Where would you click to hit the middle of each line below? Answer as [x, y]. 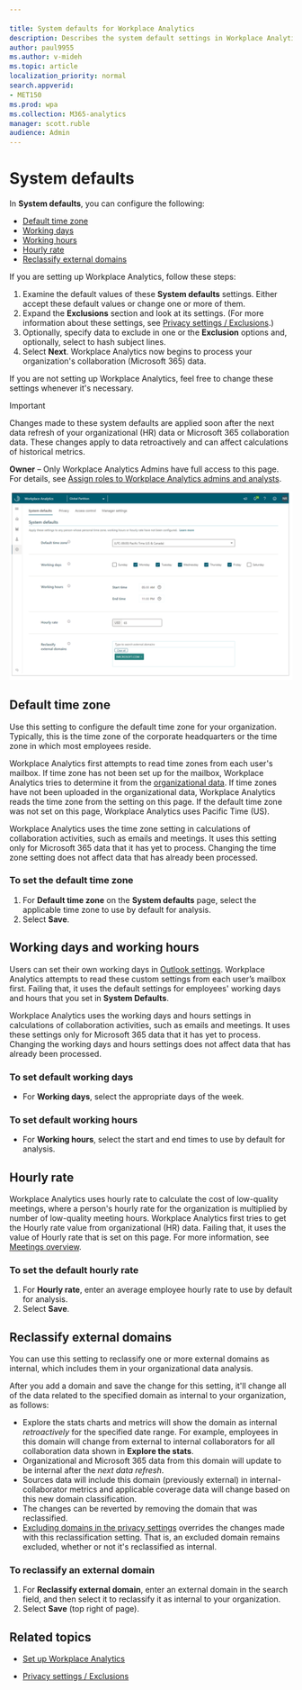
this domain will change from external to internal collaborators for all [149, 1441]
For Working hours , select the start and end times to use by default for [154, 1140]
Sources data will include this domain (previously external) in [135, 1480]
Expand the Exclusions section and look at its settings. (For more [143, 313]
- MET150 [26, 95]
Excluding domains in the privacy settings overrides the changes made [153, 1528]
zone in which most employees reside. [80, 746]
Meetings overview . [46, 1247]
